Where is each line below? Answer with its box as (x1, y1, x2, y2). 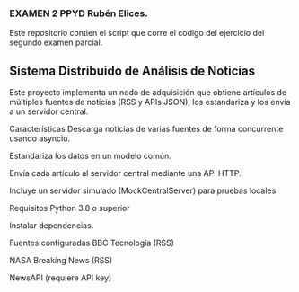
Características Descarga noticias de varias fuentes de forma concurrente (9, 124, 284, 135)
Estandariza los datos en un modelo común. (9, 151, 172, 162)
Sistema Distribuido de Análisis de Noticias (9, 63, 256, 78)
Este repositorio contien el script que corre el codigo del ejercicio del (9, 28, 265, 39)
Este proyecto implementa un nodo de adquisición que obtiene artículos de (9, 87, 287, 98)
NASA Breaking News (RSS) (9, 255, 113, 266)
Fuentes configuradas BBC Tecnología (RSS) (9, 237, 175, 249)
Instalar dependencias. (9, 220, 94, 231)
